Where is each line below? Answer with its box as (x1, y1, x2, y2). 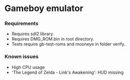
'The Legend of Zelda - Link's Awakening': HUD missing (11, 69, 124, 75)
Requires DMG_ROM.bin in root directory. (11, 36, 94, 42)
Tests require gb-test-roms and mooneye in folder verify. (11, 41, 126, 47)
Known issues (4, 53, 39, 60)
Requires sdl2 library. (11, 31, 54, 37)
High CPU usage (11, 64, 45, 70)
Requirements (4, 20, 39, 27)
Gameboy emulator (4, 3, 83, 14)
